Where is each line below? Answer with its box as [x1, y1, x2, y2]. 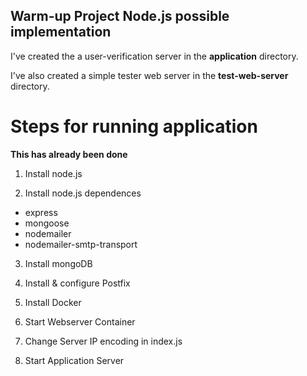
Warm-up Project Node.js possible [10, 8, 230, 25]
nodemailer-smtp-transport [24, 238, 138, 250]
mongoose [24, 217, 70, 229]
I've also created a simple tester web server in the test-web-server [10, 69, 289, 81]
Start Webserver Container [24, 315, 136, 328]
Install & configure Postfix [24, 277, 131, 289]
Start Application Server [24, 354, 125, 366]
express [24, 206, 58, 218]
